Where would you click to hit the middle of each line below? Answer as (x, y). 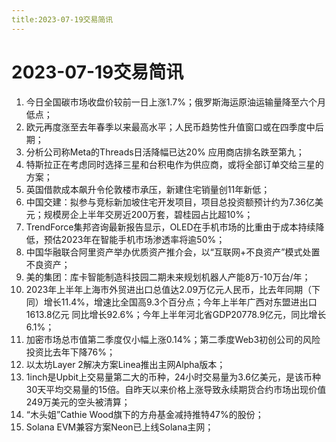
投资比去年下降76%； (70, 352)
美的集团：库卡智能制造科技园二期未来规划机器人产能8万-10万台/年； (168, 277)
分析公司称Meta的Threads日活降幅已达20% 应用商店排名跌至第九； (165, 152)
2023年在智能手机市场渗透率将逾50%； (143, 239)
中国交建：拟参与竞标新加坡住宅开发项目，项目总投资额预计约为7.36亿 (170, 202)
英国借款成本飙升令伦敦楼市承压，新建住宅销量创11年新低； (148, 189)
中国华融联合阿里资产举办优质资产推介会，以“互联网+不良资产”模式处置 (173, 252)
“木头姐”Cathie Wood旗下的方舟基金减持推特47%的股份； (144, 414)
